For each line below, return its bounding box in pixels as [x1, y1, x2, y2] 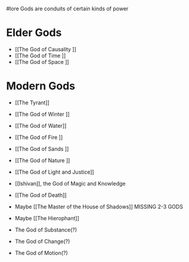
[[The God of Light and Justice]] [14, 168, 94, 175]
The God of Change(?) [14, 238, 70, 245]
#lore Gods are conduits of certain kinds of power [6, 5, 129, 12]
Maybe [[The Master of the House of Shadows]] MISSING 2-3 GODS [14, 203, 184, 210]
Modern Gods [6, 79, 76, 93]
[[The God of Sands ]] [14, 145, 69, 152]
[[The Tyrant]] [14, 98, 49, 106]
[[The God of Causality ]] [14, 45, 76, 53]
